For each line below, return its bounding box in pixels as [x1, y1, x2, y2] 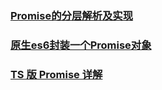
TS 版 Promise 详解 [10, 67, 103, 81]
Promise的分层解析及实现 [10, 8, 134, 22]
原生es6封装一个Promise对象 [10, 38, 152, 52]
